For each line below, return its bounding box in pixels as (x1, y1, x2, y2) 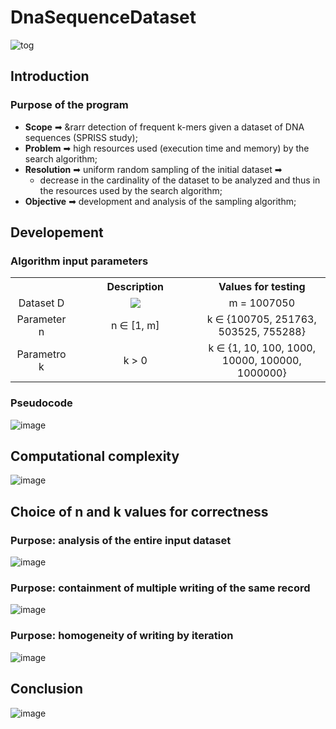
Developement (10, 224, 104, 241)
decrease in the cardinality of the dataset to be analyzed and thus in (39, 174, 321, 186)
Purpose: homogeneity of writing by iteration (10, 629, 234, 643)
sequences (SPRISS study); (24, 131, 138, 143)
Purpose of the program (10, 98, 129, 112)
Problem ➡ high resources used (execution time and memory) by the (24, 142, 310, 154)
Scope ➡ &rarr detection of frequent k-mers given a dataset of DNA (24, 121, 305, 133)
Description (106, 280, 164, 294)
